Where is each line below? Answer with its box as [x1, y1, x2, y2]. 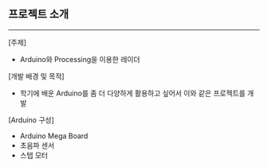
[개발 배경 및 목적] [8, 71, 65, 81]
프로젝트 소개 [8, 7, 69, 21]
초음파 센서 [19, 140, 55, 150]
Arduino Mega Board [19, 130, 89, 141]
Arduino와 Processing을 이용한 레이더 [19, 54, 140, 64]
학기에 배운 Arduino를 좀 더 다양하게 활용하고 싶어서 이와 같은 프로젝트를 [19, 88, 246, 98]
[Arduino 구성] [8, 115, 54, 125]
